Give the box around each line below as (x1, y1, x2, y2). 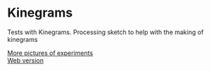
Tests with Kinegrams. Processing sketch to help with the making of (7, 28, 204, 36)
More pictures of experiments (7, 49, 94, 57)
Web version (7, 56, 44, 64)
